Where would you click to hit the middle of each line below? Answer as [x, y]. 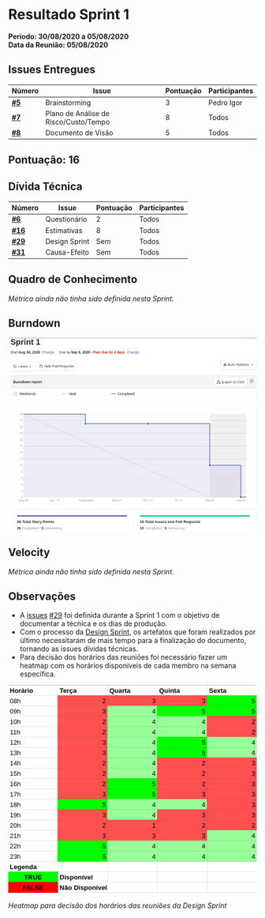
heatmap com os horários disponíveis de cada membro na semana [128, 666]
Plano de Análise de [78, 113]
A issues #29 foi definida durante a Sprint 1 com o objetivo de [119, 615]
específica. [38, 674]
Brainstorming [68, 102]
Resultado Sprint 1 [69, 15]
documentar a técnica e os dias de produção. [93, 624]
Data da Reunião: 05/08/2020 [58, 44]
